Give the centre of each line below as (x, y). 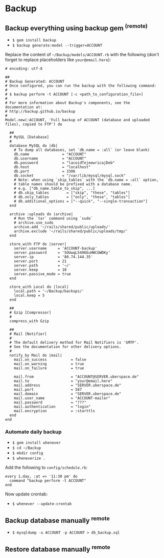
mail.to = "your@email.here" (63, 381)
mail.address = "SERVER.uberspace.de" (68, 385)
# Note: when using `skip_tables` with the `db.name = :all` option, (86, 180)
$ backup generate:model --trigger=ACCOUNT (57, 45)
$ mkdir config (28, 453)
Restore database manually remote (58, 548)
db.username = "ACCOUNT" (50, 158)
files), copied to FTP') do (34, 124)
